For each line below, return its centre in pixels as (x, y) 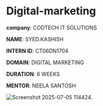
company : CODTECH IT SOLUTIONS (52, 28)
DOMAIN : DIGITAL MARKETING (45, 62)
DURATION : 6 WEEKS (33, 74)
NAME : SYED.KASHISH (35, 39)
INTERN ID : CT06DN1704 (37, 51)
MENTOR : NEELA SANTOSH (41, 86)
